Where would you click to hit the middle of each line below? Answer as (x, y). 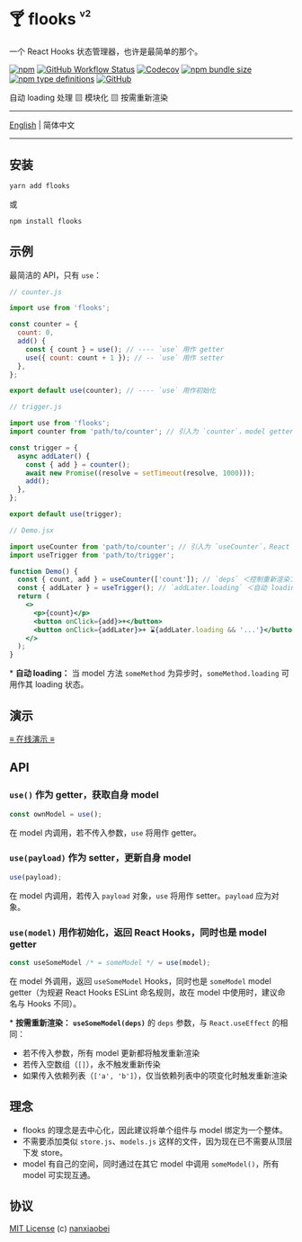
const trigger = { (44, 448)
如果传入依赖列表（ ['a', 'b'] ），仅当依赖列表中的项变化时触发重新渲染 (155, 1075)
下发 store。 (45, 1152)
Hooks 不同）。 (54, 1003)
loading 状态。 (62, 684)
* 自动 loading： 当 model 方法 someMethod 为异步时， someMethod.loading (145, 674)
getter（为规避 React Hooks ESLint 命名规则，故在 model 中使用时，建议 (143, 992)
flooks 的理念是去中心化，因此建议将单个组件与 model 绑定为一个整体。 (155, 1130)
